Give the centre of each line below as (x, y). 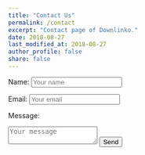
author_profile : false (45, 52)
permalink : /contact (42, 23)
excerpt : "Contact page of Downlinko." (73, 30)
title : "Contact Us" (42, 15)
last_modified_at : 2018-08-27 (58, 45)
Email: (18, 99)
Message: (24, 115)
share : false (29, 59)
